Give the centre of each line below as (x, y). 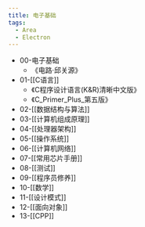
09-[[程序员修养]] (48, 178)
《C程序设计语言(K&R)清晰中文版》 (86, 90)
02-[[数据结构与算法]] (54, 110)
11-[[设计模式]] (43, 197)
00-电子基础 (39, 60)
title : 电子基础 (32, 15)
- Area (26, 30)
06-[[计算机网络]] (48, 149)
